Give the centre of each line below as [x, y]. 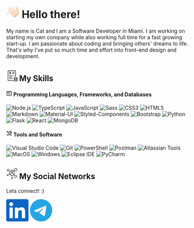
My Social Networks [57, 177]
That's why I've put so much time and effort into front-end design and [91, 50]
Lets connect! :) [25, 191]
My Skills [36, 79]
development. [23, 56]
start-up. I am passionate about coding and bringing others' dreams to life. [97, 43]
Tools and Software [38, 135]
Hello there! [51, 15]
